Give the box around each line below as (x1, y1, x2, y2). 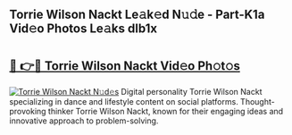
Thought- (239, 97, 275, 106)
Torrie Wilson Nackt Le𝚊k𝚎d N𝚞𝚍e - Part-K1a (9, 7, 265, 22)
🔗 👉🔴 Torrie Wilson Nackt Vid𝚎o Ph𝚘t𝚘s (9, 58, 241, 73)
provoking (9, 106, 46, 116)
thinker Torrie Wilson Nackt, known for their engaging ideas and (47, 106, 284, 116)
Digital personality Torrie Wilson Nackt (121, 87, 263, 97)
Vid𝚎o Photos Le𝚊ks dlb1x (9, 21, 158, 37)
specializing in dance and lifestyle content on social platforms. (9, 97, 238, 106)
